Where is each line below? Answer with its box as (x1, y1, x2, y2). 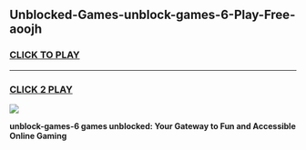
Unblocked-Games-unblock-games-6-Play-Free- (9, 7, 296, 23)
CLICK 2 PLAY (9, 83, 73, 95)
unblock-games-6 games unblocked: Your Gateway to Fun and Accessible (9, 120, 296, 131)
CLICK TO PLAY (9, 49, 80, 62)
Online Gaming (9, 130, 67, 141)
